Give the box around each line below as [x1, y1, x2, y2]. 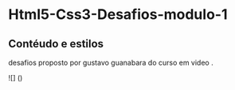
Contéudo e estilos [8, 37, 104, 51]
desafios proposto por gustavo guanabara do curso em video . [8, 58, 213, 67]
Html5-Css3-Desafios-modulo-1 [8, 6, 228, 24]
